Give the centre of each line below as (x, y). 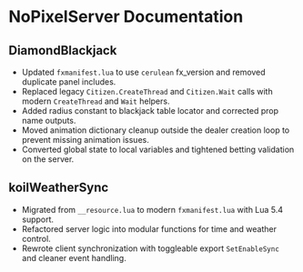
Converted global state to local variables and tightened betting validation (158, 149)
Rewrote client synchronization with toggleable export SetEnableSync (150, 248)
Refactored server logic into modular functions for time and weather (149, 228)
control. (36, 238)
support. (38, 219)
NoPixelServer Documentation (126, 17)
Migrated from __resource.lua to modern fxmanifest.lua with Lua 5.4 (152, 209)
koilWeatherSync (59, 188)
